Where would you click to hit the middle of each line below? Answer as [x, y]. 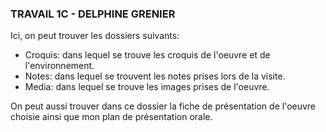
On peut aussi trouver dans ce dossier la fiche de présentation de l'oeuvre [163, 106]
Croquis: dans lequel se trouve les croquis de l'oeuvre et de [147, 55]
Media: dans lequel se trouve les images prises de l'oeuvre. [147, 87]
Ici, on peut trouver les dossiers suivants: [95, 36]
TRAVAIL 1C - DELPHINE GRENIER [93, 14]
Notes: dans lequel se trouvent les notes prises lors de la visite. [155, 76]
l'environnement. [59, 66]
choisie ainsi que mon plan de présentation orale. [111, 117]
